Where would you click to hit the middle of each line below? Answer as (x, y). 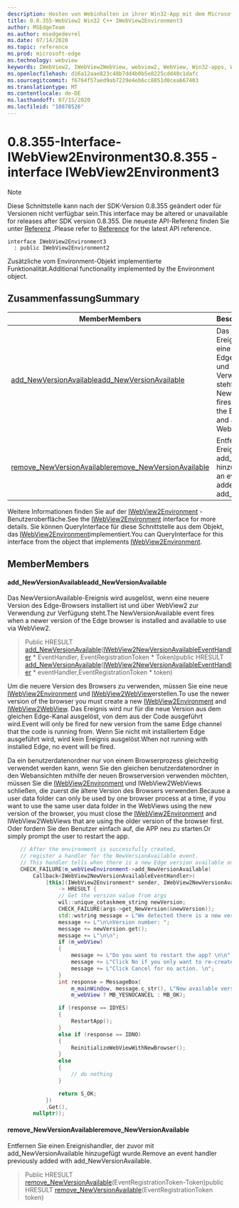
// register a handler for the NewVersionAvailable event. (110, 856)
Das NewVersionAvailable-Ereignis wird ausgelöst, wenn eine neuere (108, 598)
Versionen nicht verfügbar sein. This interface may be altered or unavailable (118, 213)
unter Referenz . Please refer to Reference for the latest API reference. (110, 228)
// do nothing (92, 1074)
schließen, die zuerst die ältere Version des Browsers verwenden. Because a (119, 791)
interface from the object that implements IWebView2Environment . (105, 542)
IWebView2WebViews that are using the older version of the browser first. (116, 821)
